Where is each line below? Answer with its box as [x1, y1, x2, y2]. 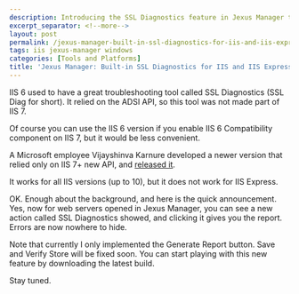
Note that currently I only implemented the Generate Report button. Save [9, 239, 276, 250]
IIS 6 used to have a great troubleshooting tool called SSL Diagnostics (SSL [9, 86, 285, 98]
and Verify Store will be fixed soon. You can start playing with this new [9, 248, 268, 258]
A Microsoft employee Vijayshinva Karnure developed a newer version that [9, 149, 283, 160]
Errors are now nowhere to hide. [9, 221, 127, 232]
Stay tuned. [9, 274, 52, 285]
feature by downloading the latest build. [9, 258, 155, 268]
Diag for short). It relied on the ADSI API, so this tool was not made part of [9, 96, 280, 107]
